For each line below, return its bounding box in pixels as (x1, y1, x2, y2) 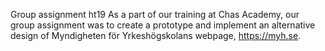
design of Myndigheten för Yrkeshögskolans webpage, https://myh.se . (10, 30, 302, 41)
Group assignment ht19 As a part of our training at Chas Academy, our (10, 9, 300, 20)
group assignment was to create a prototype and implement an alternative (10, 19, 316, 31)
